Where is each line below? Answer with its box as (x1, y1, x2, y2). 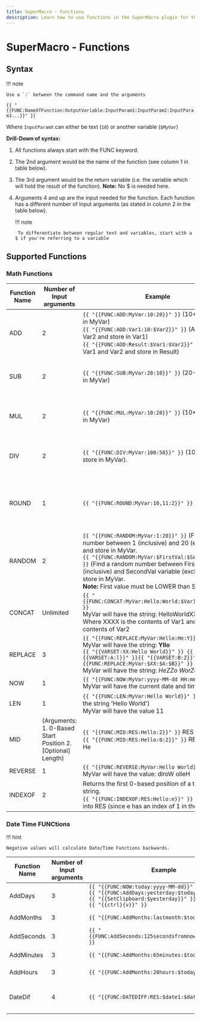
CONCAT (9, 608, 35, 617)
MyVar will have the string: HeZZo (83, 667, 178, 675)
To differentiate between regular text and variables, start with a (17, 230, 193, 236)
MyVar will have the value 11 (83, 707, 165, 715)
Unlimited (41, 608, 69, 617)
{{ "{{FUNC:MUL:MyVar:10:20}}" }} (83, 409, 181, 416)
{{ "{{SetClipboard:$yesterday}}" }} (89, 895, 196, 902)
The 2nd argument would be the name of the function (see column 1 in (14, 158, 188, 165)
